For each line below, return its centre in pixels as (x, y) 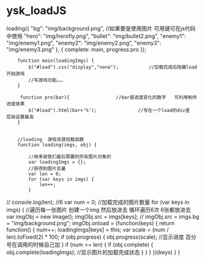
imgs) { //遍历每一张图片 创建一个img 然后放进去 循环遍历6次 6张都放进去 (99, 209)
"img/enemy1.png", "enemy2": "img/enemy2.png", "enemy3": (84, 43)
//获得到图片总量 (47, 168)
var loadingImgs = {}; (57, 162)
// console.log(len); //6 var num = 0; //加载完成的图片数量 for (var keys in (98, 202)
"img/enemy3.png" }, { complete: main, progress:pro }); (76, 49)
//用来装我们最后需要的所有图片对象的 (70, 157)
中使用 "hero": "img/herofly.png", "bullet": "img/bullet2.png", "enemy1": (96, 36)
